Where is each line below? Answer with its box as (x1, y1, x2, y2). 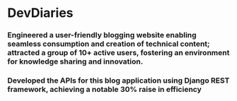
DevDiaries (7, 5, 74, 21)
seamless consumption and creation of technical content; (7, 39, 210, 49)
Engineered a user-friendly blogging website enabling (7, 30, 197, 40)
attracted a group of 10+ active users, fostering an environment (7, 48, 230, 58)
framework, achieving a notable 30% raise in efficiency (7, 85, 202, 95)
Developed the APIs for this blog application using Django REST (7, 76, 230, 85)
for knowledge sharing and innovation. (7, 57, 144, 66)
